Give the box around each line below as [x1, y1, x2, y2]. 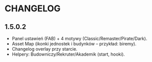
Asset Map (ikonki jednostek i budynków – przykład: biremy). [11, 41, 137, 47]
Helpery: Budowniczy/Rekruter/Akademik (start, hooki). [11, 51, 125, 57]
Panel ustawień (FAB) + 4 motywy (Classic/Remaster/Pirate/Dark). [11, 35, 148, 41]
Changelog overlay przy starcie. [11, 46, 77, 52]
